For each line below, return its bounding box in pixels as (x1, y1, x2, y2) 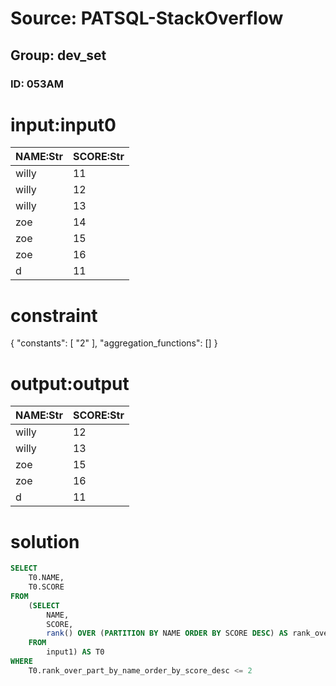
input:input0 (10, 113, 117, 136)
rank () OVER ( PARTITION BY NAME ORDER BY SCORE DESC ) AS (46, 628, 288, 639)
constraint (10, 304, 98, 327)
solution (10, 530, 80, 553)
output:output (10, 372, 130, 395)
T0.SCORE (28, 582, 65, 592)
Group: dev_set (10, 47, 107, 64)
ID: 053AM (10, 77, 64, 91)
